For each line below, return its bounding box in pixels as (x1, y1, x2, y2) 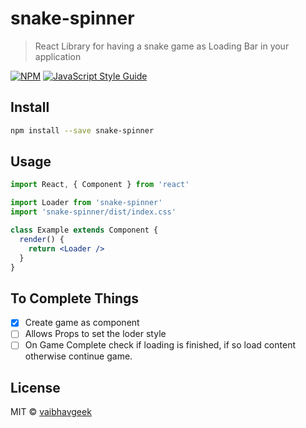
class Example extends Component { (10, 225, 159, 236)
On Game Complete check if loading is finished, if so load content (24, 339, 296, 351)
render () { (19, 234, 65, 244)
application (34, 50, 82, 62)
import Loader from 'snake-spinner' (10, 198, 163, 208)
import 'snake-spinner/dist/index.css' (10, 207, 177, 217)
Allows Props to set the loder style (24, 328, 167, 340)
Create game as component (24, 317, 140, 329)
